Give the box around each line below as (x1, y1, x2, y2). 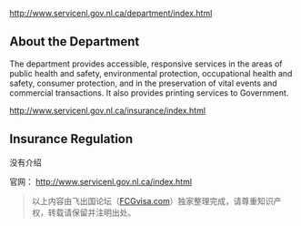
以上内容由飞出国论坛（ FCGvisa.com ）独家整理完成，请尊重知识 (31, 195, 274, 206)
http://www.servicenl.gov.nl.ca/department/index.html (9, 8, 213, 18)
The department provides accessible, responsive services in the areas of (9, 58, 283, 69)
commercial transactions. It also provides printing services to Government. (9, 87, 289, 98)
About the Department (9, 34, 140, 49)
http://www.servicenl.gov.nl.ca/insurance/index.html (9, 105, 206, 116)
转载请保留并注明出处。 (47, 207, 136, 218)
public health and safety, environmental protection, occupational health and (9, 67, 293, 78)
